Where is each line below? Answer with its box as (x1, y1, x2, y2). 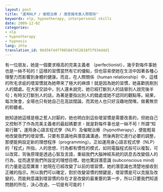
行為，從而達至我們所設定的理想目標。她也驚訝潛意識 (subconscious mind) (5, 157, 155, 163)
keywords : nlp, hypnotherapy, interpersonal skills (5, 16, 112, 21)
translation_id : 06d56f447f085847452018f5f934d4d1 (5, 48, 110, 52)
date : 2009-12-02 (5, 20, 40, 26)
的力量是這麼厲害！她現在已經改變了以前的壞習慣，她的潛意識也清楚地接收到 (5, 163, 158, 169)
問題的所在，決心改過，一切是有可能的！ (5, 181, 86, 187)
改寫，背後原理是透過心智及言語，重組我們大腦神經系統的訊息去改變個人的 (9, 151, 158, 157)
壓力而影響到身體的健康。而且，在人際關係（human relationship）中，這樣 (9, 74, 158, 80)
